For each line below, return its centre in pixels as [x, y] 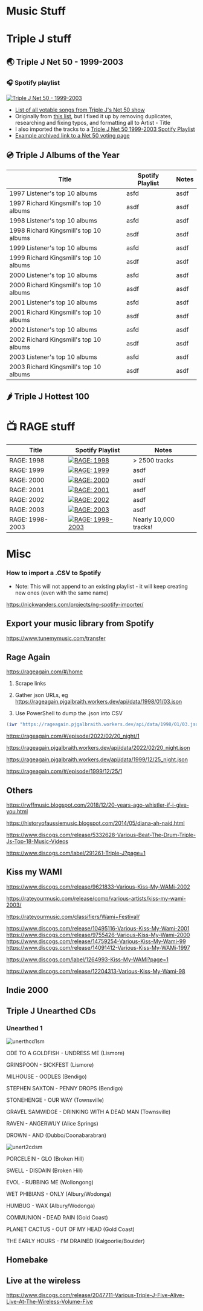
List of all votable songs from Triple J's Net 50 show [80, 110]
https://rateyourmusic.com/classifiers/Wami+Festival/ [73, 916]
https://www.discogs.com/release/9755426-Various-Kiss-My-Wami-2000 [98, 935]
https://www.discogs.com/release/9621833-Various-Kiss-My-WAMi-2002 [98, 887]
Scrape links [31, 684]
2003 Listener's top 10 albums [53, 357]
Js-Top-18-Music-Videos [37, 841]
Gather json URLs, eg [41, 695]
